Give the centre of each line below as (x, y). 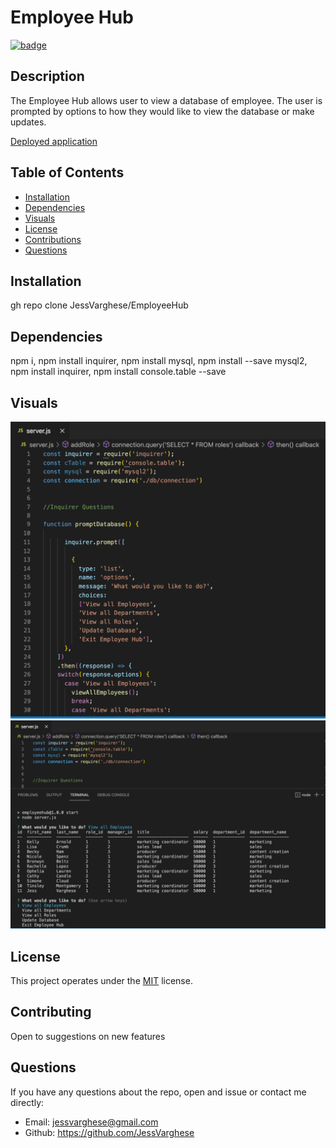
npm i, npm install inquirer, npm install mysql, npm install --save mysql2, (159, 361)
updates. (28, 122)
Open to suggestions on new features (88, 1036)
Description (47, 76)
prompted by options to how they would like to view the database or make (162, 111)
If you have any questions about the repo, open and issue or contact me (158, 1092)
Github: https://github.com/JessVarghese (109, 1132)
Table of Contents (67, 172)
